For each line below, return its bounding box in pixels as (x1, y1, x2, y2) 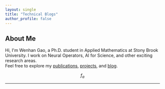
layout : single (5, 7, 36, 12)
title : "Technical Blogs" (5, 12, 58, 17)
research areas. (5, 58, 37, 64)
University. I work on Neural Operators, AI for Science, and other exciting (5, 52, 153, 59)
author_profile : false (5, 16, 52, 21)
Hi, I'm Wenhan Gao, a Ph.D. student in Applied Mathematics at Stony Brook (5, 47, 159, 53)
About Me (5, 34, 36, 43)
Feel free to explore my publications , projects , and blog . (5, 63, 118, 69)
